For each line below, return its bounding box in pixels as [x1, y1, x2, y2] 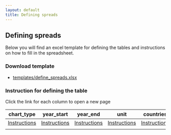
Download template [5, 63, 55, 70]
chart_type [8, 111, 36, 118]
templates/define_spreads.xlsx [12, 74, 77, 80]
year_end [77, 111, 100, 118]
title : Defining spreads [5, 12, 58, 17]
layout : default [5, 7, 40, 13]
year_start [42, 111, 68, 118]
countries [143, 111, 167, 118]
